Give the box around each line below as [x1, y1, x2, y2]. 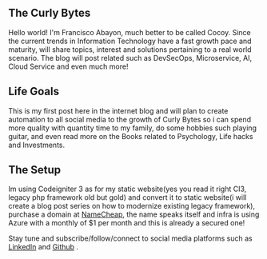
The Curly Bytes [8, 6, 91, 20]
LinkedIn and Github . [8, 242, 78, 252]
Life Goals [8, 85, 60, 98]
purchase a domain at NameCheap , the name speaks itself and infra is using [8, 209, 260, 219]
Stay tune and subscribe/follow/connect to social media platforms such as [8, 233, 253, 243]
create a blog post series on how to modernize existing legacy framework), [8, 201, 256, 211]
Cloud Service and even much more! [8, 62, 129, 71]
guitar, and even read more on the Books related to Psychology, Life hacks [8, 131, 253, 141]
